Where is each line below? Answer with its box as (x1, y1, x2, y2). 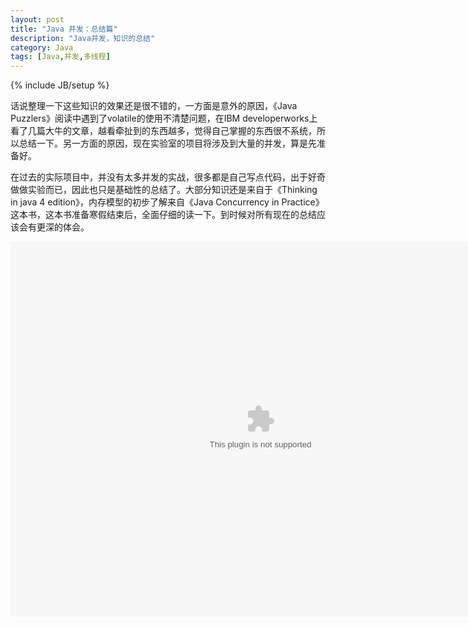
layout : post (10, 14, 65, 25)
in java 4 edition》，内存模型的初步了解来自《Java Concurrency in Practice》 (10, 196, 325, 208)
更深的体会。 (36, 221, 90, 233)
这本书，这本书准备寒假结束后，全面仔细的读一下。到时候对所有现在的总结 (10, 209, 317, 221)
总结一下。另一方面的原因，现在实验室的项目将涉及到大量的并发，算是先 (18, 137, 317, 150)
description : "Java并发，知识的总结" (10, 33, 156, 43)
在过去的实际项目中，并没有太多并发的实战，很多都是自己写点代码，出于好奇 (10, 171, 326, 183)
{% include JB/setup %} (10, 79, 110, 91)
